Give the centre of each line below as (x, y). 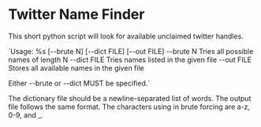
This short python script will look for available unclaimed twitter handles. (126, 36)
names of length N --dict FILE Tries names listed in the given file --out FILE (130, 60)
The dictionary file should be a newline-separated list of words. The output (130, 98)
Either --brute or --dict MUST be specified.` (79, 83)
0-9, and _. (26, 114)
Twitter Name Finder (76, 15)
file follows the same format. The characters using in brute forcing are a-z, (129, 107)
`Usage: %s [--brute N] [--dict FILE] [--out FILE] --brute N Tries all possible (131, 51)
